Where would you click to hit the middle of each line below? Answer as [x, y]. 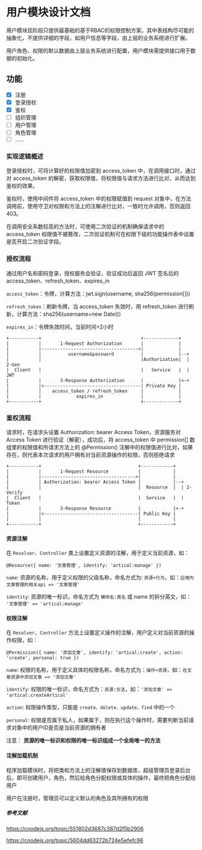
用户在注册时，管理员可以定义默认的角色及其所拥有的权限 [77, 798]
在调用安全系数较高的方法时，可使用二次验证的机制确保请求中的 [85, 226]
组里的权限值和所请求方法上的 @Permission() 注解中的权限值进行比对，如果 [100, 447]
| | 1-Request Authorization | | [94, 344]
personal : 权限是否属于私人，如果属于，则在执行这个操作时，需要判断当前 [98, 720]
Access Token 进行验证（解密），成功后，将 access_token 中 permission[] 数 [101, 440]
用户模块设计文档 [49, 12]
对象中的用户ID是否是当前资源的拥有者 [59, 727]
